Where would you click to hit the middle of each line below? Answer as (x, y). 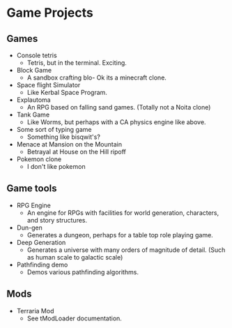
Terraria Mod (35, 311)
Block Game (34, 70)
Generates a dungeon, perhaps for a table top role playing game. (120, 234)
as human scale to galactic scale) (75, 257)
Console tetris (37, 55)
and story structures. (57, 220)
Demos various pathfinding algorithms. (83, 272)
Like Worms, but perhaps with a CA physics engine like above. (116, 122)
